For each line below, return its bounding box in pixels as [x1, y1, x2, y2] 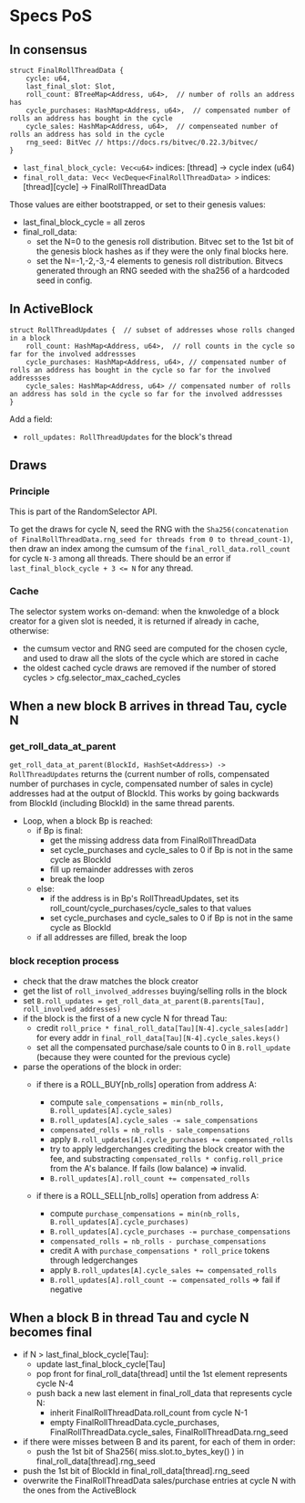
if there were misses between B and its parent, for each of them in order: [22, 1435, 296, 1447]
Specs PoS [9, 5, 93, 26]
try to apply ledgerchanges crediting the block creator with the [49, 1143, 285, 1154]
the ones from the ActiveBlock [22, 1485, 137, 1496]
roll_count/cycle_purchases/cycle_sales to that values [49, 903, 252, 914]
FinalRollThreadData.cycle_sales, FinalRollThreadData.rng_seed [49, 1426, 289, 1437]
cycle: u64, [25, 74, 71, 83]
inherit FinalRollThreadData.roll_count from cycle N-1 [49, 1407, 248, 1418]
